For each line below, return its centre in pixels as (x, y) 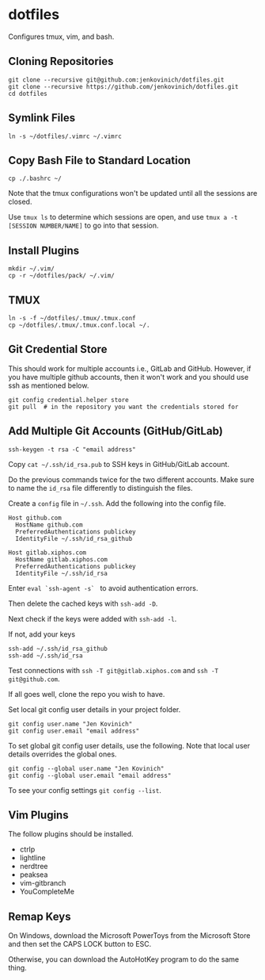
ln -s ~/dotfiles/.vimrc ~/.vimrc (65, 136)
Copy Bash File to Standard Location (100, 160)
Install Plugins (44, 250)
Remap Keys (40, 916)
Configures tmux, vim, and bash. (61, 36)
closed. (20, 202)
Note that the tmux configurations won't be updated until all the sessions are (133, 193)
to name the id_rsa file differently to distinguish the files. (100, 488)
